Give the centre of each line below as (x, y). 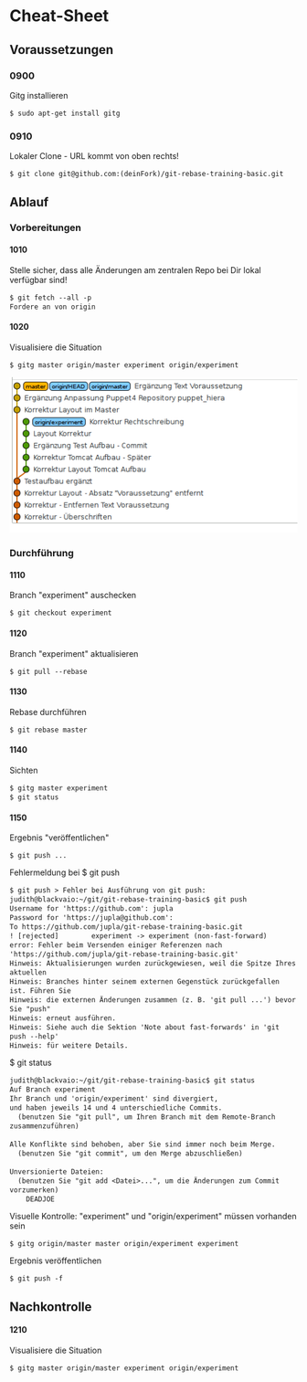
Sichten (24, 770)
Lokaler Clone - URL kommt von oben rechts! (95, 156)
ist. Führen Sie (40, 991)
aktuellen (28, 973)
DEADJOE (40, 1199)
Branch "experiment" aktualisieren (74, 653)
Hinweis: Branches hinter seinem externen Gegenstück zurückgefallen (145, 982)
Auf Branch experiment (53, 1090)
